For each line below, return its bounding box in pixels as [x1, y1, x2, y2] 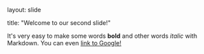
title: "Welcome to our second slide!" [7, 19, 111, 26]
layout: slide [7, 6, 41, 13]
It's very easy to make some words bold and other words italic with [7, 32, 198, 40]
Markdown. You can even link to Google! [7, 39, 122, 47]
